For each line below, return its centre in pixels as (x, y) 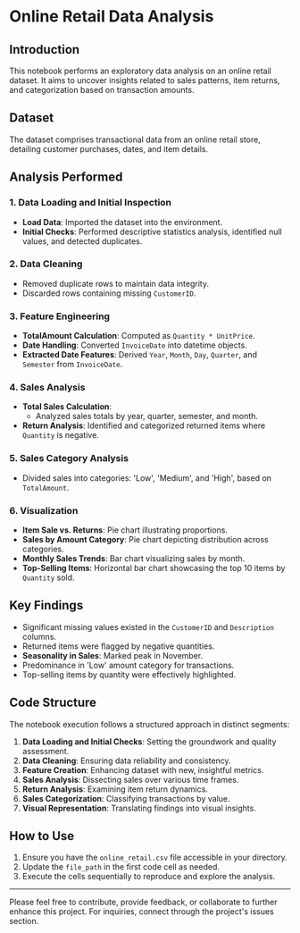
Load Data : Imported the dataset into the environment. (122, 222)
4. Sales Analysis (47, 388)
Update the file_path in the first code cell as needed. (121, 867)
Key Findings (46, 605)
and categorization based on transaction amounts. (102, 90)
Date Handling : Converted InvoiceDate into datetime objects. (134, 345)
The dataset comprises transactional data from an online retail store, (135, 139)
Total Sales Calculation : (67, 407)
